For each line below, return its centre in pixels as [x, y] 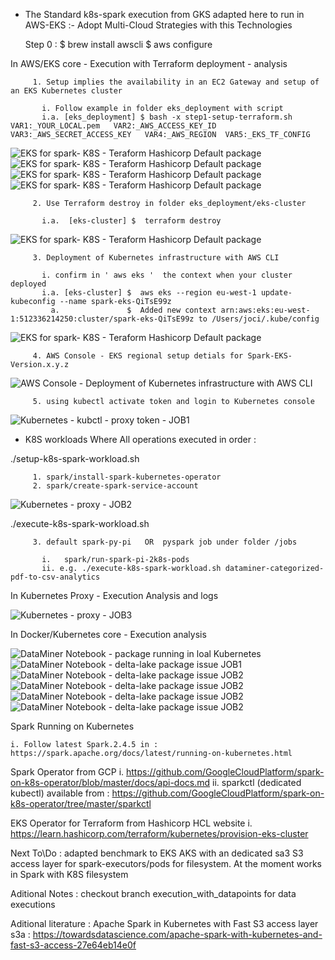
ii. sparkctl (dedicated [256, 782]
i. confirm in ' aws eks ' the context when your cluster [167, 275]
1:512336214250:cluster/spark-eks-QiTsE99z [102, 319]
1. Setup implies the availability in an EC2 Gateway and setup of [176, 82]
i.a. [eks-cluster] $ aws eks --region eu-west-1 [149, 293]
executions [33, 904]
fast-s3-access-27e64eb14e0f [73, 945]
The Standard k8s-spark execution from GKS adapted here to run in [164, 14]
